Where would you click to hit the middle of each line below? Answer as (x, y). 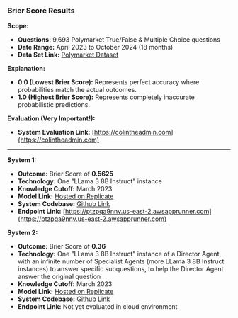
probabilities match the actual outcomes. (77, 90)
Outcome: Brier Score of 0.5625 (66, 174)
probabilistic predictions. (54, 105)
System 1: (22, 160)
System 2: (23, 233)
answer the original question (59, 277)
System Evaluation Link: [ (56, 132)
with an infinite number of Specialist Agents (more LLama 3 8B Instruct (121, 261)
